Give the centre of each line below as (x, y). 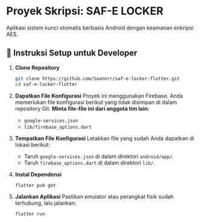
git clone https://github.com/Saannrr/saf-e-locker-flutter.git (97, 79)
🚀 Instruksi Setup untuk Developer (72, 53)
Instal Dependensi (38, 174)
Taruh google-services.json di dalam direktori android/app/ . (99, 156)
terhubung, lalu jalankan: (45, 203)
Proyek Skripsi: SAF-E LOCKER (85, 11)
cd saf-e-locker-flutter (46, 84)
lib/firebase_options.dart (58, 127)
